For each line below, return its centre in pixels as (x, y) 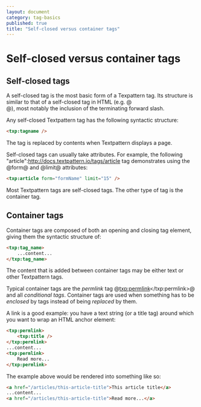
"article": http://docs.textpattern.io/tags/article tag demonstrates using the (98, 161)
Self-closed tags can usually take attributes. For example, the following (94, 154)
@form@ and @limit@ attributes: (47, 168)
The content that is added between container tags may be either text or (95, 271)
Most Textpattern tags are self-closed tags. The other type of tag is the (95, 190)
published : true (27, 23)
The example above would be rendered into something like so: (84, 376)
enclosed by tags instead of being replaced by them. (72, 302)
